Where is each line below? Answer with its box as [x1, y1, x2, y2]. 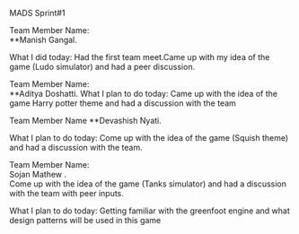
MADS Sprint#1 [9, 8, 66, 18]
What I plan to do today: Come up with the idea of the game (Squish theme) [9, 133, 289, 143]
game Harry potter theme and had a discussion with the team [9, 98, 236, 108]
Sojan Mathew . [9, 169, 67, 179]
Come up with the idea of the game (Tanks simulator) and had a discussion [9, 178, 287, 189]
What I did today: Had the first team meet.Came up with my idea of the [9, 52, 270, 62]
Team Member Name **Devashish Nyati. [9, 116, 162, 126]
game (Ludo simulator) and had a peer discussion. [9, 62, 196, 72]
